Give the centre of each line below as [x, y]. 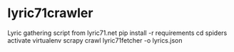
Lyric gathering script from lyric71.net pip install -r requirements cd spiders [117, 33]
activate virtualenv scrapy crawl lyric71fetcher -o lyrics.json [95, 40]
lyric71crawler [50, 13]
